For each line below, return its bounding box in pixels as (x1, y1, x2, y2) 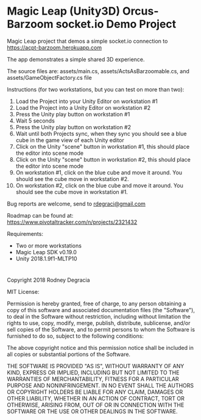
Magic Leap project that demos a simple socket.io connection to (7, 37, 168, 44)
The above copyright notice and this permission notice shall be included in (7, 344, 194, 352)
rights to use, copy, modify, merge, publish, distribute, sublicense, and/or (7, 319, 191, 327)
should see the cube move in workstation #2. (15, 175, 129, 182)
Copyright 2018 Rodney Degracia (7, 276, 90, 284)
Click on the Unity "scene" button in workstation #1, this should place (15, 143, 190, 150)
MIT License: (7, 288, 40, 296)
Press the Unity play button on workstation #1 (15, 110, 130, 118)
